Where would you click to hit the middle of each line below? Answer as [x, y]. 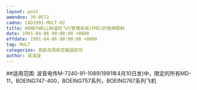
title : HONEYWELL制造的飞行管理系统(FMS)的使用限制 [65, 28]
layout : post [22, 12]
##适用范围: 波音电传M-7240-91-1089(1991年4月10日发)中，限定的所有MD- [99, 73]
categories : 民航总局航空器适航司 [44, 50]
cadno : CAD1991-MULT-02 [36, 22]
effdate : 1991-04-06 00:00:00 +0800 [52, 39]
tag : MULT [19, 45]
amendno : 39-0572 [28, 17]
